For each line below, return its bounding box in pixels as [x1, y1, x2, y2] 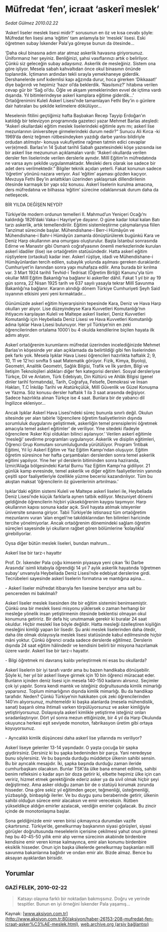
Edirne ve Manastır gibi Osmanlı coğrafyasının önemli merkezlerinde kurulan [5, 243, 161, 249]
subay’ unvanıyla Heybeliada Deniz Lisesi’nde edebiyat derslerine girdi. [5, 570, 151, 576]
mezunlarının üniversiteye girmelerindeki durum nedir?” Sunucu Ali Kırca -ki [5, 128, 160, 134]
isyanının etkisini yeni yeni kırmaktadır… [5, 291, 86, 297]
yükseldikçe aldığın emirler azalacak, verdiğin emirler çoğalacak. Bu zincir [5, 802, 157, 808]
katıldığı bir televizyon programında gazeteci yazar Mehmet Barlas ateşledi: [5, 118, 159, 124]
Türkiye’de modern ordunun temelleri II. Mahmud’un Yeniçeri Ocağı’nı [5, 211, 147, 217]
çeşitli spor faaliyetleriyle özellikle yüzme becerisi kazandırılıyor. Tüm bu [5, 473, 153, 479]
